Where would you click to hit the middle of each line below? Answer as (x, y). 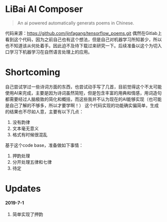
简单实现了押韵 (28, 215)
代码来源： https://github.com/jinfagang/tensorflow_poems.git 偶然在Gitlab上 (83, 33)
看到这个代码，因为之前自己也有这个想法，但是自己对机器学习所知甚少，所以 (83, 39)
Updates (23, 189)
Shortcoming (33, 72)
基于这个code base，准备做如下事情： (44, 145)
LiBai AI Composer (44, 9)
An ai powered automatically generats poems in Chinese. (76, 23)
